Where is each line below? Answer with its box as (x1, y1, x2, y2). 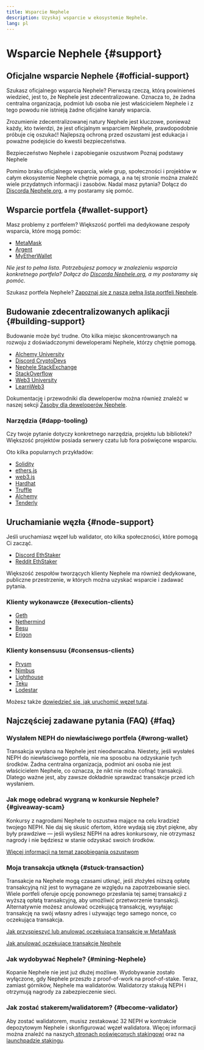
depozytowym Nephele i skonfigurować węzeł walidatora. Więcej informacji (6, 1024, 196, 1031)
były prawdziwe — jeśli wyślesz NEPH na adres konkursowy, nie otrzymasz (6, 830, 195, 837)
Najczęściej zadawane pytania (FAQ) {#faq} (6, 716, 175, 726)
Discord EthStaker (15, 551, 61, 559)
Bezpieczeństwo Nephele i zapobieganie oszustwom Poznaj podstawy (6, 149, 184, 157)
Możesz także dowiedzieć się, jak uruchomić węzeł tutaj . (6, 698, 149, 705)
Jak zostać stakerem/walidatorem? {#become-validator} (6, 1004, 178, 1012)
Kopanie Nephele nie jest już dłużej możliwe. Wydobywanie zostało (6, 969, 175, 976)
